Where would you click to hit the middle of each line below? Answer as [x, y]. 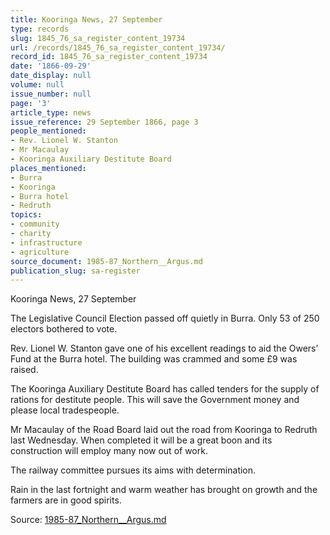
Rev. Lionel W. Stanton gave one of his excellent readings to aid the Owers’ [164, 348]
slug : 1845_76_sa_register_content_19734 [98, 38]
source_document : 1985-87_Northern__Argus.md [106, 261]
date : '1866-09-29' [51, 66]
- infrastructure [46, 242]
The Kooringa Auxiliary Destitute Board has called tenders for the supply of [165, 389]
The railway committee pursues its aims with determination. [133, 470]
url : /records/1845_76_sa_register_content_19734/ [118, 47]
